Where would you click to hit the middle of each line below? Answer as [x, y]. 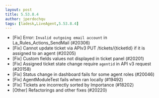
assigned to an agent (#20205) [44, 53]
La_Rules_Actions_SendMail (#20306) [51, 43]
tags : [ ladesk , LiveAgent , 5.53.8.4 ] [42, 24]
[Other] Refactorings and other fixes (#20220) [60, 90]
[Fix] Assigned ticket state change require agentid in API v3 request [82, 64]
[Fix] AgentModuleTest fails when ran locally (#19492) [68, 80]
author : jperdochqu [25, 19]
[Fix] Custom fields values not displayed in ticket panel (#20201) [78, 59]
